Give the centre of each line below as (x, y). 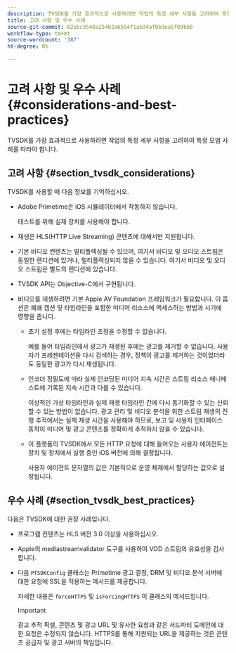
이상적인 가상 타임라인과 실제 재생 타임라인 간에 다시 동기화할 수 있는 (122, 402)
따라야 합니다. (39, 149)
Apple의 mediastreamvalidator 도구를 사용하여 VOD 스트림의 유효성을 (114, 548)
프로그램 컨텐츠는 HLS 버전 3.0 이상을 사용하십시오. (88, 534)
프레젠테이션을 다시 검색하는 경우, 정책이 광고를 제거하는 (118, 355)
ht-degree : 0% (28, 46)
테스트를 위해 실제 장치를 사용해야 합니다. (74, 221)
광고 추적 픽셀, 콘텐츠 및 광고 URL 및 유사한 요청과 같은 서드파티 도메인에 (117, 625)
